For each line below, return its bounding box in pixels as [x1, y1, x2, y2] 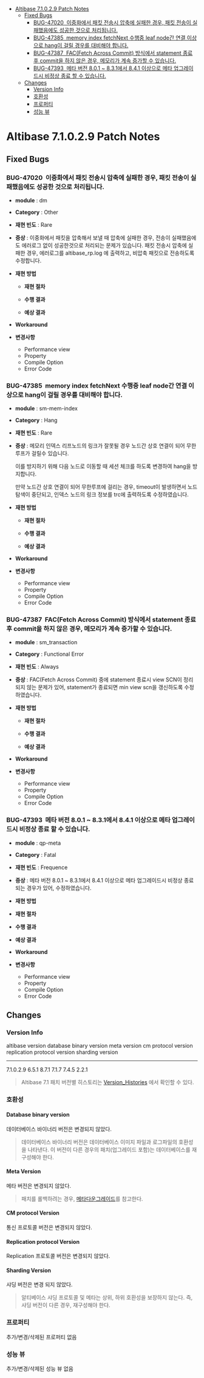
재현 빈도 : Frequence [15, 864, 68, 871]
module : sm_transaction [15, 639, 78, 646]
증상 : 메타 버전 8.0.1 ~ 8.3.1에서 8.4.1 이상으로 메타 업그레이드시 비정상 [15, 876, 183, 884]
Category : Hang [15, 417, 58, 424]
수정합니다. [15, 257, 42, 264]
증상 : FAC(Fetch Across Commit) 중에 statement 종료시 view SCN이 [15, 676, 182, 683]
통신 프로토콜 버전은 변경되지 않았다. [6, 1223, 92, 1231]
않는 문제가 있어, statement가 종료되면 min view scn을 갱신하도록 [26, 684, 183, 691]
